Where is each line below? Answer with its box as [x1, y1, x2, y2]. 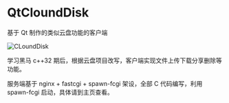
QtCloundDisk [7, 5, 89, 21]
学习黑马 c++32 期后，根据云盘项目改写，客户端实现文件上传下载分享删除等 [7, 56, 222, 65]
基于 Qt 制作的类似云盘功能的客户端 [7, 28, 108, 36]
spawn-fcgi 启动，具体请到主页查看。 [7, 88, 113, 96]
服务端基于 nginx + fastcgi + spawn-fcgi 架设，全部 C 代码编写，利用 [7, 79, 203, 87]
